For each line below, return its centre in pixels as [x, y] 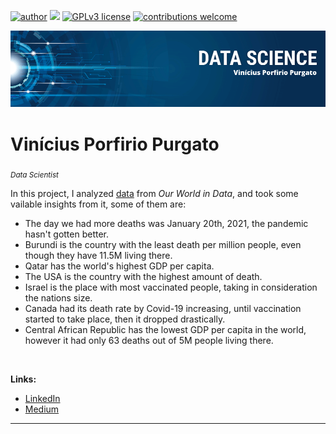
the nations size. [58, 298]
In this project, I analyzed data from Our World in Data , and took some [154, 194]
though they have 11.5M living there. [98, 256]
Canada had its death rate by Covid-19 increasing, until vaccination [163, 309]
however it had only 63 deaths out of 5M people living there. [149, 341]
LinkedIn [42, 399]
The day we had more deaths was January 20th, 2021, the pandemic [166, 224]
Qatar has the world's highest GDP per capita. [119, 266]
